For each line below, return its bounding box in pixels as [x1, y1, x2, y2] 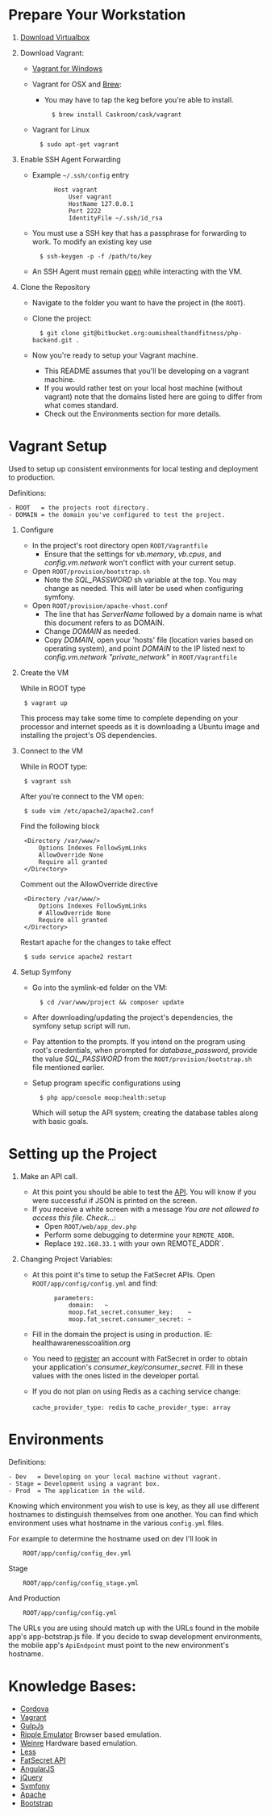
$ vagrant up [23, 698, 68, 707]
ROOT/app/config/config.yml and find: [31, 1278, 158, 1288]
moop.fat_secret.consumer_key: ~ [68, 1308, 192, 1316]
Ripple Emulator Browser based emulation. [19, 1730, 161, 1739]
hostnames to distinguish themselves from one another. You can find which [8, 1509, 259, 1519]
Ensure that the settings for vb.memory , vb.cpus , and [44, 549, 222, 559]
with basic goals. [31, 1116, 89, 1126]
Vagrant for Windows [31, 63, 103, 73]
